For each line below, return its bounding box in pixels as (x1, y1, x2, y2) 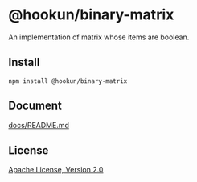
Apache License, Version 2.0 (8, 165, 104, 175)
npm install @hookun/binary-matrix (8, 77, 128, 85)
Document (8, 99, 62, 113)
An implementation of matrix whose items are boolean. (8, 32, 190, 42)
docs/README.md (8, 120, 70, 130)
